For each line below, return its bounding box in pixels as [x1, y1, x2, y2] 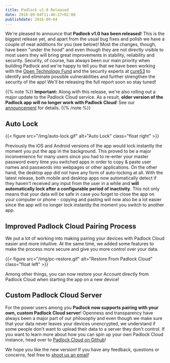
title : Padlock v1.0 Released [5, 7, 69, 13]
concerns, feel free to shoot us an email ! [5, 352, 90, 358]
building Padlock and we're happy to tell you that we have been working [5, 63, 155, 69]
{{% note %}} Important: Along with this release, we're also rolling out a [5, 89, 156, 95]
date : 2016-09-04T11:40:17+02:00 [5, 12, 76, 17]
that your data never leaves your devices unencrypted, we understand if [5, 321, 156, 327]
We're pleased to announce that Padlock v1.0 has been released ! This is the [5, 31, 165, 37]
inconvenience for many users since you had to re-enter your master [5, 154, 149, 160]
